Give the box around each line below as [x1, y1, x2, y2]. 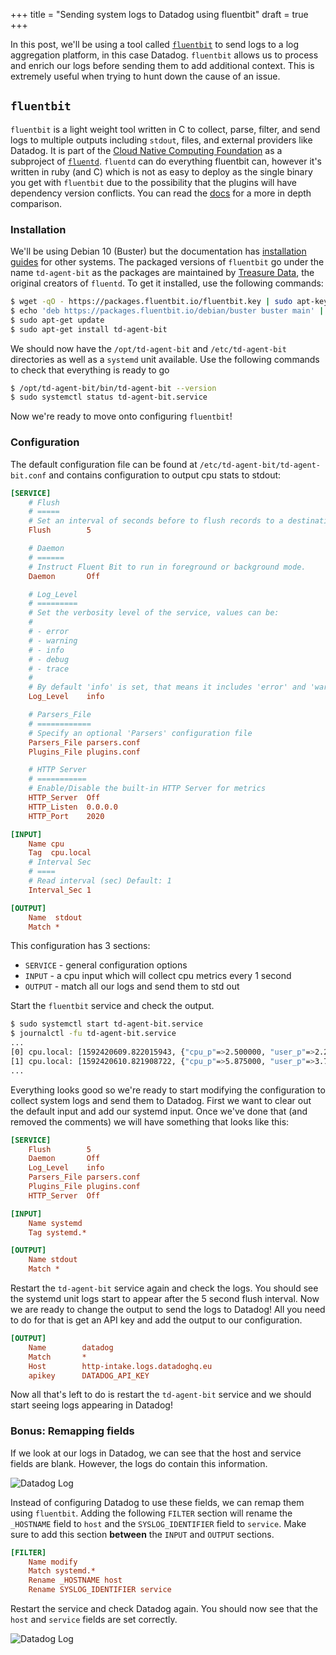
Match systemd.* [28, 1566, 97, 1576]
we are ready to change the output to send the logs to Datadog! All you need [10, 1304, 326, 1316]
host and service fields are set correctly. [10, 1614, 178, 1626]
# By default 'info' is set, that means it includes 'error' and [28, 682, 307, 693]
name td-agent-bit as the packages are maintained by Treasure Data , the [10, 267, 315, 279]
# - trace [28, 664, 70, 674]
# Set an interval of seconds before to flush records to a [28, 516, 284, 526]
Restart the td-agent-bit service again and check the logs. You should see [10, 1282, 319, 1294]
